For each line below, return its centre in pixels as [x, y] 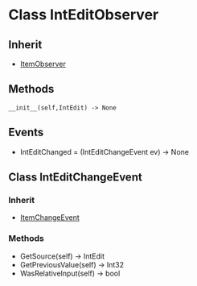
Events [26, 133]
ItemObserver [43, 64]
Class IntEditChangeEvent [75, 178]
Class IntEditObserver [84, 15]
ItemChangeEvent [50, 218]
